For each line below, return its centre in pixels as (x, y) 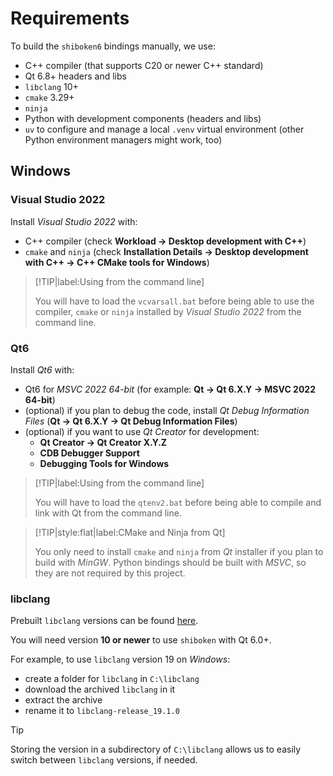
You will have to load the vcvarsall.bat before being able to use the (174, 301)
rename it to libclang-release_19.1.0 (102, 711)
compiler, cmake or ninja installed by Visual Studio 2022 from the (168, 311)
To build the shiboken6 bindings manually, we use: (113, 46)
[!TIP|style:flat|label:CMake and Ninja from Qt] (130, 532)
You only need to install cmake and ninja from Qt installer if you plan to (179, 551)
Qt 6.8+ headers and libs (75, 76)
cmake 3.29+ (49, 97)
